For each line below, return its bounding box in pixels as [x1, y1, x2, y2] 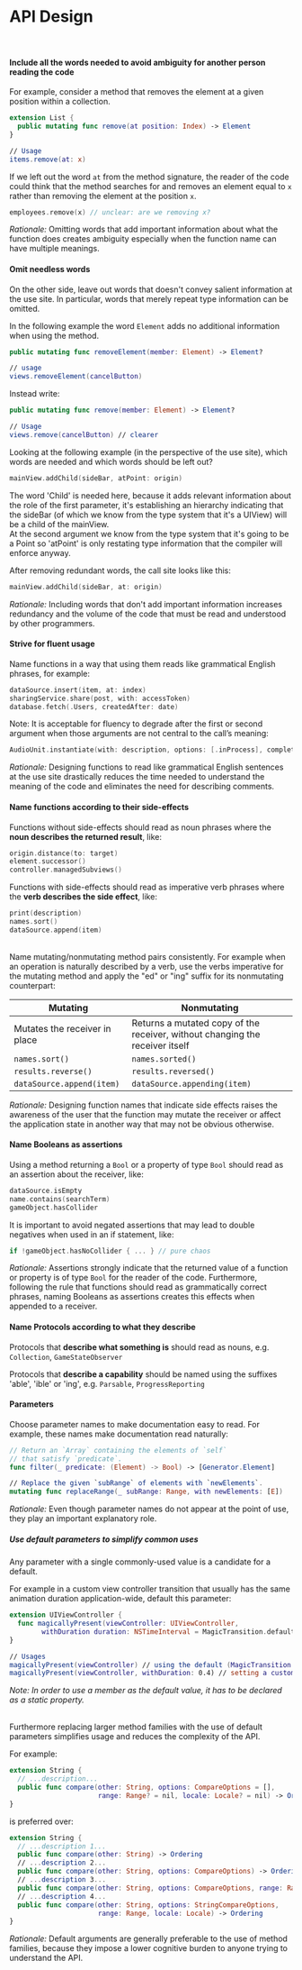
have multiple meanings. [9, 243, 101, 254]
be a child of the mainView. [9, 518, 110, 529]
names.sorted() [131, 1053, 197, 1064]
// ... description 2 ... [17, 1858, 106, 1867]
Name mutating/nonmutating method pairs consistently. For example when [9, 951, 286, 962]
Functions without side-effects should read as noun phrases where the [9, 822, 271, 833]
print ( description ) [9, 908, 83, 918]
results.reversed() [131, 1066, 216, 1076]
